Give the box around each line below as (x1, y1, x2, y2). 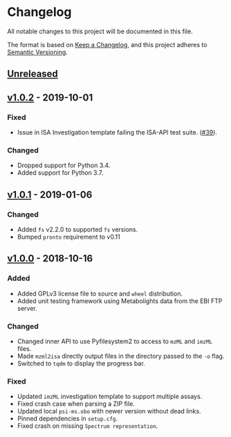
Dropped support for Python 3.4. (17, 161, 111, 170)
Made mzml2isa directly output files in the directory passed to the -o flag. (17, 352, 225, 360)
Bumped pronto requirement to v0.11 (17, 233, 120, 241)
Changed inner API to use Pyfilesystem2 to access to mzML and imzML (17, 337, 213, 345)
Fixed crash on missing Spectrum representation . (17, 422, 158, 430)
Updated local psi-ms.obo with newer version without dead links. (17, 407, 202, 415)
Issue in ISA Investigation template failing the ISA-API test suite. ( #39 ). (17, 128, 218, 137)
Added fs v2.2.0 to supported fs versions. (17, 225, 138, 233)
